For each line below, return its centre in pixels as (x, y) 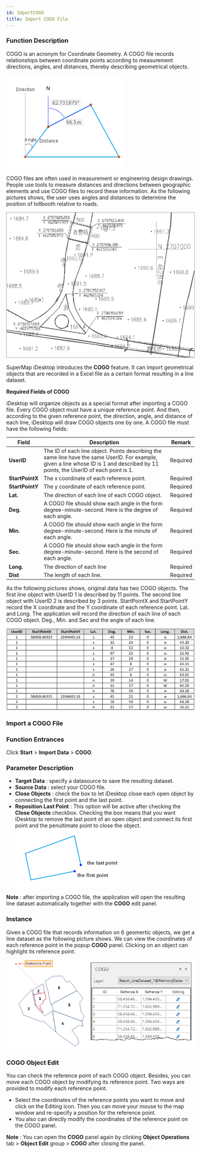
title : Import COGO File (37, 19)
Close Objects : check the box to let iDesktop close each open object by (104, 794)
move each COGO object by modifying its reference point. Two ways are (95, 1082)
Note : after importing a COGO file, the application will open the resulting (96, 897)
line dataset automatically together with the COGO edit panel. (82, 903)
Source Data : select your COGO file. (60, 787)
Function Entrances (35, 739)
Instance (19, 919)
